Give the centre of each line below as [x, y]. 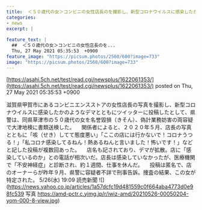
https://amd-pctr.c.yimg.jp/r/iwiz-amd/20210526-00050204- [113, 194]
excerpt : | [20, 29]
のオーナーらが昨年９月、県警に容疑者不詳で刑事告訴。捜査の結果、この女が [101, 172]
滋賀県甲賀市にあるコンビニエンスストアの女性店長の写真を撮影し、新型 [96, 104]
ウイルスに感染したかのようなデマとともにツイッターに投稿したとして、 [101, 112]
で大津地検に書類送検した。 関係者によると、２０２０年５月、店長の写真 [99, 127]
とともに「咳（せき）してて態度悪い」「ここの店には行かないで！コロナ [94, 134]
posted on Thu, [174, 85]
